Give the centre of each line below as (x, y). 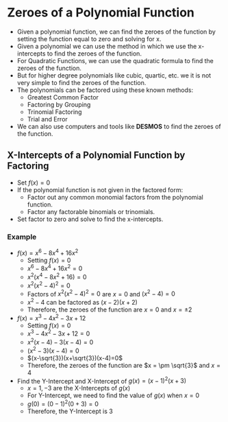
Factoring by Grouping (59, 104)
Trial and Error (48, 119)
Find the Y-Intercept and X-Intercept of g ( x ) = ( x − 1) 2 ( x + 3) (102, 380)
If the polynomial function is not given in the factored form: (100, 189)
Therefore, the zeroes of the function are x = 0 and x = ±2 (110, 309)
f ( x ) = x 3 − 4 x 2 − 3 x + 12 (51, 317)
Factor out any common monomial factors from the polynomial (115, 197)
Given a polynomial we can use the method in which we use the (107, 46)
